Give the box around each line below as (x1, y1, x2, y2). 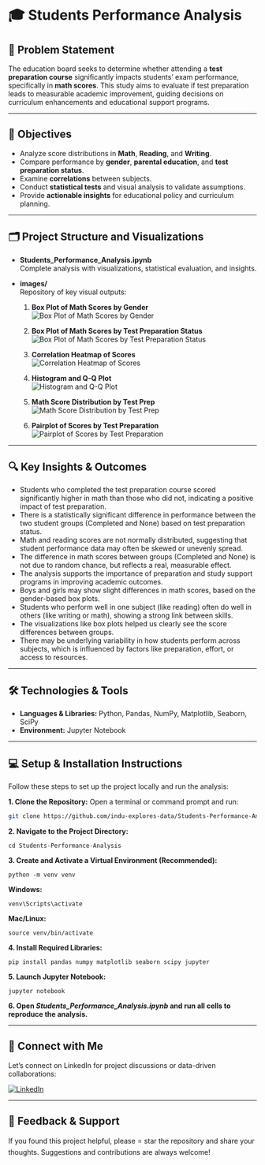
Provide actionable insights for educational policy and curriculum (19, 190, 234, 200)
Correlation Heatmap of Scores (31, 349, 136, 359)
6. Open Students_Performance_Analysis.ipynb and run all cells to (8, 1001, 231, 1010)
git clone (8, 812, 41, 820)
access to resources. (19, 652, 88, 663)
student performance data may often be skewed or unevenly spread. (19, 543, 243, 553)
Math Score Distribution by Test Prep (31, 397, 155, 406)
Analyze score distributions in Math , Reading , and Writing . (19, 148, 212, 158)
